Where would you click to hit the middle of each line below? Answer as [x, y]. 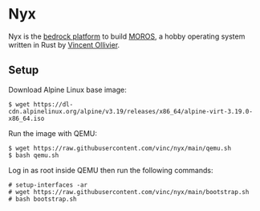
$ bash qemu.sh [34, 155]
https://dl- [53, 104]
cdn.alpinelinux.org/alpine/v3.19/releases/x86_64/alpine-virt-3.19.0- [130, 111]
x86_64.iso [26, 118]
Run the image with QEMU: [53, 133]
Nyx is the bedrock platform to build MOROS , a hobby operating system [127, 36]
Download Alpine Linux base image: [67, 89]
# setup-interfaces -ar [48, 185]
